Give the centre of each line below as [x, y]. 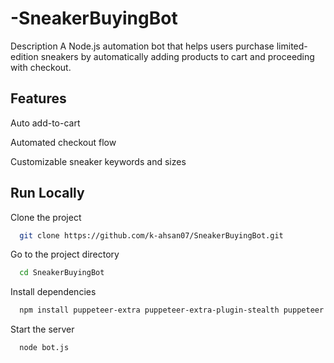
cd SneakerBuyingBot [62, 273]
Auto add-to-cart [45, 123]
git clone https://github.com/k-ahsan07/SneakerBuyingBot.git [151, 235]
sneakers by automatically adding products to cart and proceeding [177, 56]
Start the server [42, 329]
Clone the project [46, 217]
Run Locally [47, 193]
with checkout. [41, 67]
